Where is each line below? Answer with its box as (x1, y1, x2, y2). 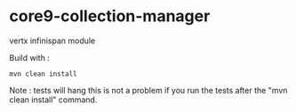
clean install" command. (9, 94, 98, 105)
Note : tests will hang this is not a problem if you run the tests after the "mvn (9, 85, 288, 95)
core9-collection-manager (9, 6, 211, 26)
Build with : (9, 52, 51, 63)
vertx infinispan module (9, 35, 96, 46)
